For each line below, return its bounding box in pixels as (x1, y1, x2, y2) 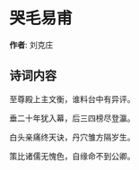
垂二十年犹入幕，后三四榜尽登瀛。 (9, 113, 135, 123)
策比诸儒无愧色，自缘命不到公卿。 (9, 150, 135, 161)
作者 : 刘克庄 (9, 39, 54, 50)
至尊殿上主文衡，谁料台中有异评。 (9, 93, 135, 104)
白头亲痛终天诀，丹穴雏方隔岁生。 (9, 132, 135, 142)
